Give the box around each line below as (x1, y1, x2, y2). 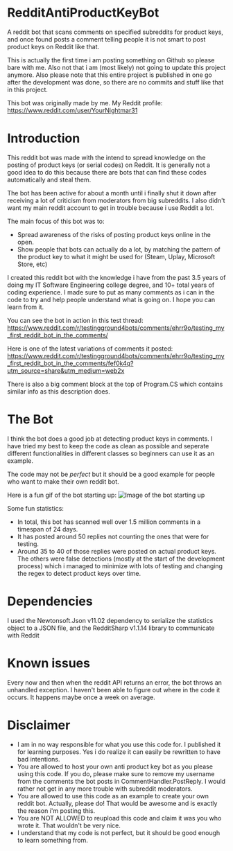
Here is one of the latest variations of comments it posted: (7, 344, 173, 353)
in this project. (7, 85, 49, 94)
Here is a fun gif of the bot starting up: (7, 491, 116, 499)
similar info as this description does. (7, 387, 111, 396)
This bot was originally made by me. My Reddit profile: (7, 98, 163, 107)
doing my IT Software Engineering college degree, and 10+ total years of (7, 281, 215, 289)
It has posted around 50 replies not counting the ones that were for (17, 532, 209, 541)
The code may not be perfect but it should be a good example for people (7, 470, 215, 478)
